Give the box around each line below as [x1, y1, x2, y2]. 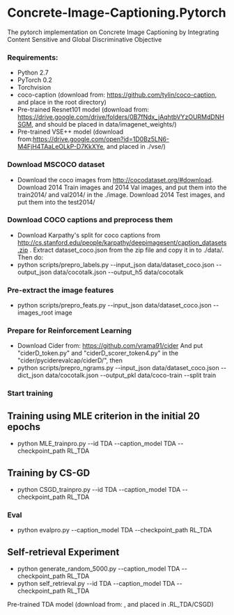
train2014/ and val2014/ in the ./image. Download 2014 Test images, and [17, 190, 225, 199]
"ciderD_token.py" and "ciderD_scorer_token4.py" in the [17, 349, 179, 358]
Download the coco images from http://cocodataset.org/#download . [17, 175, 214, 184]
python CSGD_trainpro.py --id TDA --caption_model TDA [17, 485, 181, 493]
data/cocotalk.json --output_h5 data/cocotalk [53, 268, 184, 276]
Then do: [17, 253, 44, 262]
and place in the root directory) [17, 98, 107, 106]
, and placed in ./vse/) [103, 143, 166, 151]
